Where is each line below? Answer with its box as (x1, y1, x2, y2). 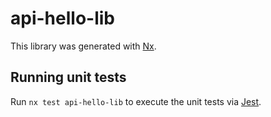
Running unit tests (10, 69, 127, 86)
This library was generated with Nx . (10, 40, 157, 52)
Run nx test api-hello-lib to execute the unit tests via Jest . (10, 95, 262, 107)
